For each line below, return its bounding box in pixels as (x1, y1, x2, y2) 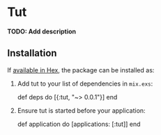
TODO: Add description (7, 27, 77, 35)
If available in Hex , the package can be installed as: (7, 65, 155, 74)
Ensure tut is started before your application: (17, 106, 146, 115)
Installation (7, 47, 57, 59)
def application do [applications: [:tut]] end (17, 120, 141, 128)
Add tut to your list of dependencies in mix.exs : (17, 79, 153, 88)
